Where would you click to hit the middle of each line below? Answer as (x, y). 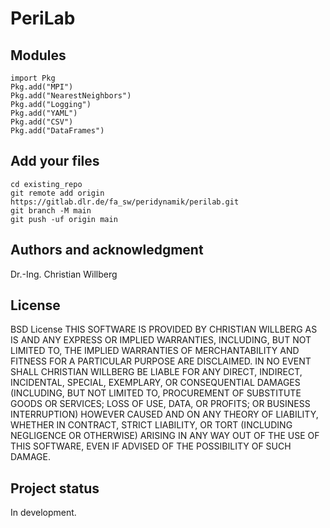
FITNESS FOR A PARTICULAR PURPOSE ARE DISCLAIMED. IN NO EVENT (161, 361)
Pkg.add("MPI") (42, 87)
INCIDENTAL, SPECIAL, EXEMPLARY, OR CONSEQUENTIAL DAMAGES (155, 383)
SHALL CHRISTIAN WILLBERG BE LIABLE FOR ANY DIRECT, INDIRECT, (156, 372)
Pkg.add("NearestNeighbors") (71, 96)
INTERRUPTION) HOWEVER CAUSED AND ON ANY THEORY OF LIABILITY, (164, 414)
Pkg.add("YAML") (44, 113)
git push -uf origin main (64, 219)
